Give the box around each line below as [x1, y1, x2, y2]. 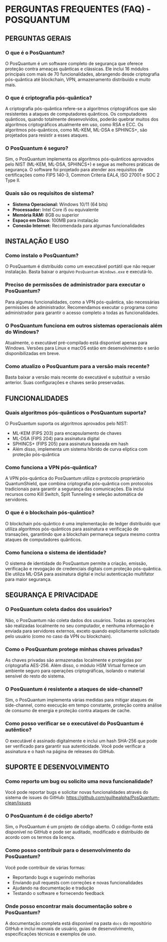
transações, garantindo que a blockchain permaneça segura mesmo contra [5, 531, 160, 537]
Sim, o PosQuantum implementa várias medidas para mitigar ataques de [5, 697, 154, 703]
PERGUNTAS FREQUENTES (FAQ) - [5, 4, 151, 15]
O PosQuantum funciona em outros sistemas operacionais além [5, 322, 163, 329]
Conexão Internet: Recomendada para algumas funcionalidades [12, 222, 145, 228]
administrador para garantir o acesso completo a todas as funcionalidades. [5, 309, 160, 316]
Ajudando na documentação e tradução [12, 885, 94, 891]
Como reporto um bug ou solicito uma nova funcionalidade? [5, 778, 153, 785]
